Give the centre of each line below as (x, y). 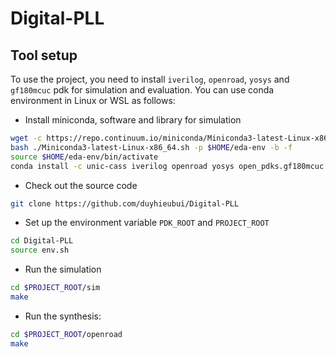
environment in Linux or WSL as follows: (93, 100)
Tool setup (44, 55)
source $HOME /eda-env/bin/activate (84, 157)
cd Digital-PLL (42, 241)
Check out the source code (81, 185)
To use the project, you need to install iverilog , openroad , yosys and (150, 79)
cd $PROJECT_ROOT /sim (55, 288)
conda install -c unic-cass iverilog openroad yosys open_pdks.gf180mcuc (167, 166)
